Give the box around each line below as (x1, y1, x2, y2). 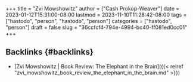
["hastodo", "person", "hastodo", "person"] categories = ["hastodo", (5, 18, 172, 24)
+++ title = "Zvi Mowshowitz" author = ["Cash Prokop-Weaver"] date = (5, 5, 180, 12)
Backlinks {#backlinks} (5, 47, 94, 57)
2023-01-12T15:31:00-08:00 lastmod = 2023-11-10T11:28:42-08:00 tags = (5, 11, 187, 18)
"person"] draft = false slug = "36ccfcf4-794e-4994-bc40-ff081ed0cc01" (5, 24, 188, 31)
